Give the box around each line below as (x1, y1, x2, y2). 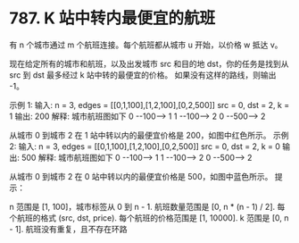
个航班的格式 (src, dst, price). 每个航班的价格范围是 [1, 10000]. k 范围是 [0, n (9, 212, 289, 223)
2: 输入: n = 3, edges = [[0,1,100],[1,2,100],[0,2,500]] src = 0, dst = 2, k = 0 (9, 140, 281, 152)
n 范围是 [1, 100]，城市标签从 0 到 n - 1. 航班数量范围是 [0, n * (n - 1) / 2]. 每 (9, 201, 286, 212)
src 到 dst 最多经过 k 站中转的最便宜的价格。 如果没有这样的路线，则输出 (9, 69, 277, 80)
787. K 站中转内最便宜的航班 (9, 8, 216, 29)
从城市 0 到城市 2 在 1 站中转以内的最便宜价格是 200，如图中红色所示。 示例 (9, 130, 289, 140)
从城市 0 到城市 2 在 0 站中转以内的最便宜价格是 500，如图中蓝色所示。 (9, 171, 273, 181)
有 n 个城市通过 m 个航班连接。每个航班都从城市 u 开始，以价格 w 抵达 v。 (9, 39, 283, 50)
